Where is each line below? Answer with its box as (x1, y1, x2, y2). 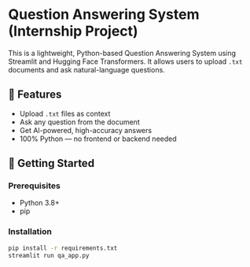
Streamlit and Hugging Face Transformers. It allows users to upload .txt (8, 57, 243, 66)
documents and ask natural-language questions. (8, 65, 165, 74)
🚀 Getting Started (8, 157, 95, 170)
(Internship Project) (8, 22, 139, 40)
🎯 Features (8, 88, 62, 102)
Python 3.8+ (19, 198, 61, 208)
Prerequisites (8, 180, 61, 191)
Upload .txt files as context (19, 109, 111, 118)
